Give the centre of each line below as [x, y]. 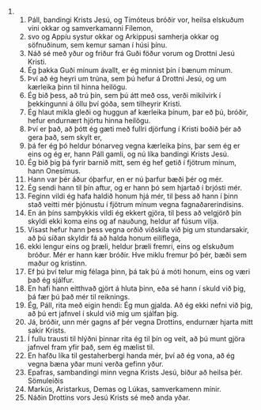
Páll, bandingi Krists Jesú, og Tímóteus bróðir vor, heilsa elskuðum [136, 20]
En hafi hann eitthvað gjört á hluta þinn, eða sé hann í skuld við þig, [136, 288]
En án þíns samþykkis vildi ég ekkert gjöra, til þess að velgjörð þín [134, 213]
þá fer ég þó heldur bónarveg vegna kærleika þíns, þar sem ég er [134, 146]
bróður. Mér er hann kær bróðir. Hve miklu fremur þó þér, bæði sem [137, 255]
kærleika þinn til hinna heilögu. [78, 87]
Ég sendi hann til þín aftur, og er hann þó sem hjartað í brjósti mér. [135, 188]
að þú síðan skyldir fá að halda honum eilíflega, [104, 238]
